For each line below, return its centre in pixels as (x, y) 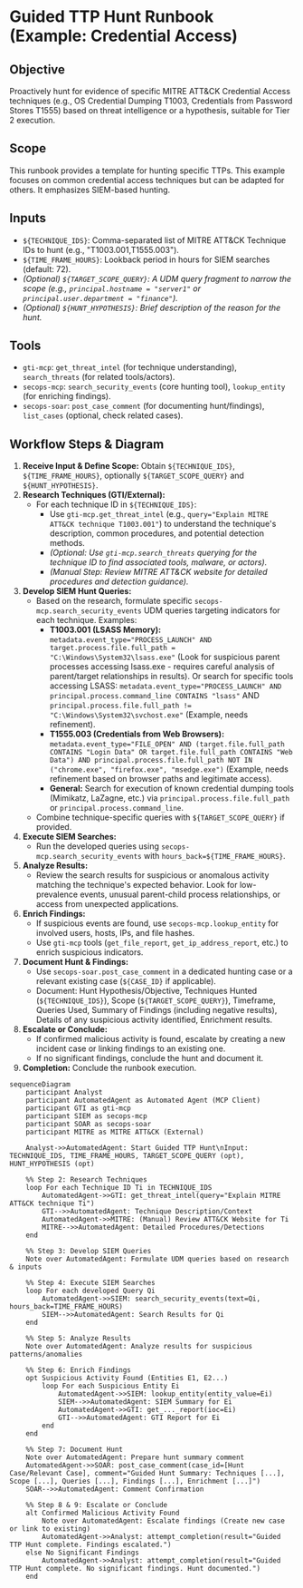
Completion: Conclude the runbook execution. (109, 1068)
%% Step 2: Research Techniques (86, 1180)
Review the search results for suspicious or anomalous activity (152, 875)
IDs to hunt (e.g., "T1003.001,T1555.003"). (100, 249)
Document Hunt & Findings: (76, 962)
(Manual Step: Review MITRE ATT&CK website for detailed (159, 572)
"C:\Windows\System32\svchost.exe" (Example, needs (149, 715)
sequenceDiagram (40, 1085)
